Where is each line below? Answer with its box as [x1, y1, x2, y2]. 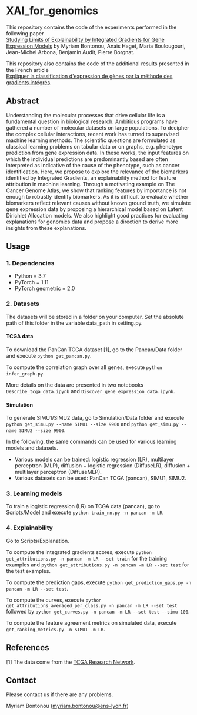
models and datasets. [6, 444, 59, 452]
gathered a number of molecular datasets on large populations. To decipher [6, 124, 189, 131]
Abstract [6, 96, 39, 106]
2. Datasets [6, 299, 39, 308]
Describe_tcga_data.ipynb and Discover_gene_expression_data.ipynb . [6, 387, 175, 394]
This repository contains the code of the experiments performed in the [6, 24, 177, 31]
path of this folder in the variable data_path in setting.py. [6, 319, 143, 327]
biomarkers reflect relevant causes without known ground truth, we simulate [6, 199, 191, 206]
